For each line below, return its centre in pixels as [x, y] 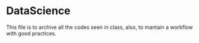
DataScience [38, 11]
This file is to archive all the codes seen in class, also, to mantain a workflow [99, 27]
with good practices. [31, 33]
